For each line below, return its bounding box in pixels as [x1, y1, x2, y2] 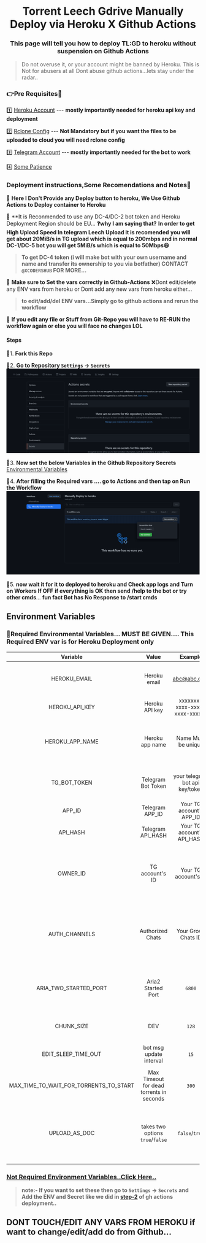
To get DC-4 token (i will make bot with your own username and [21, 253, 187, 261]
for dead [143, 1082, 164, 1090]
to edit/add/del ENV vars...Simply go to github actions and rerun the [21, 298, 199, 305]
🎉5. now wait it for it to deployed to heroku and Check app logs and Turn [6, 580, 193, 588]
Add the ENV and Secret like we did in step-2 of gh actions [21, 1193, 174, 1201]
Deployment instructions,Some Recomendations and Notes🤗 [6, 180, 191, 189]
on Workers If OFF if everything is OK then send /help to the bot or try [6, 587, 187, 595]
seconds [142, 1095, 164, 1103]
